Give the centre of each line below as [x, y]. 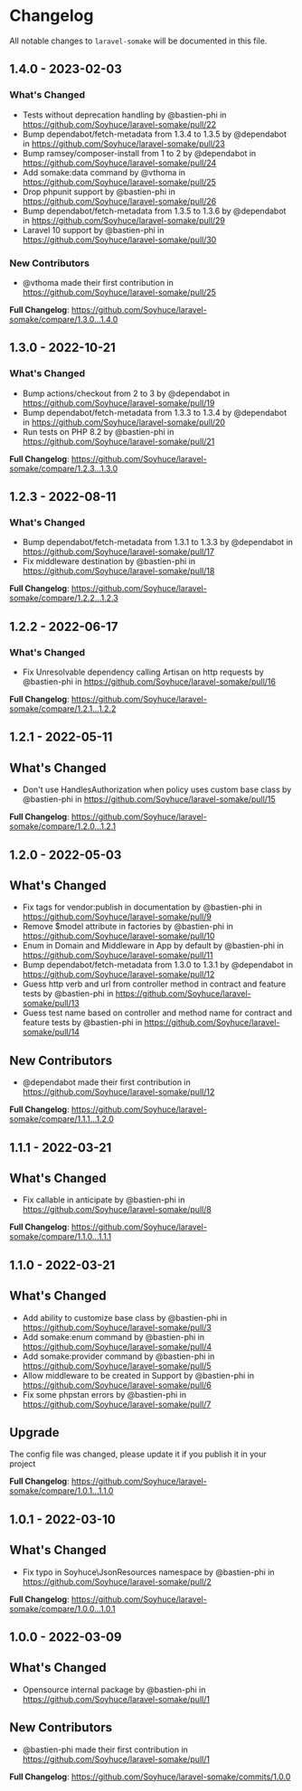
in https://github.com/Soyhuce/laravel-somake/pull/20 [124, 422]
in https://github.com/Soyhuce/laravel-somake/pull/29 [124, 220]
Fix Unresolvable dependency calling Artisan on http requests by [143, 672]
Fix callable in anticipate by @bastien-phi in [104, 1200]
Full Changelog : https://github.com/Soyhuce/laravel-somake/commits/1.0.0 [150, 1777]
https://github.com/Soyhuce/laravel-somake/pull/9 [117, 917]
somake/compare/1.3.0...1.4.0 [64, 319]
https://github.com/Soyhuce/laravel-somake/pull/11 [118, 956]
